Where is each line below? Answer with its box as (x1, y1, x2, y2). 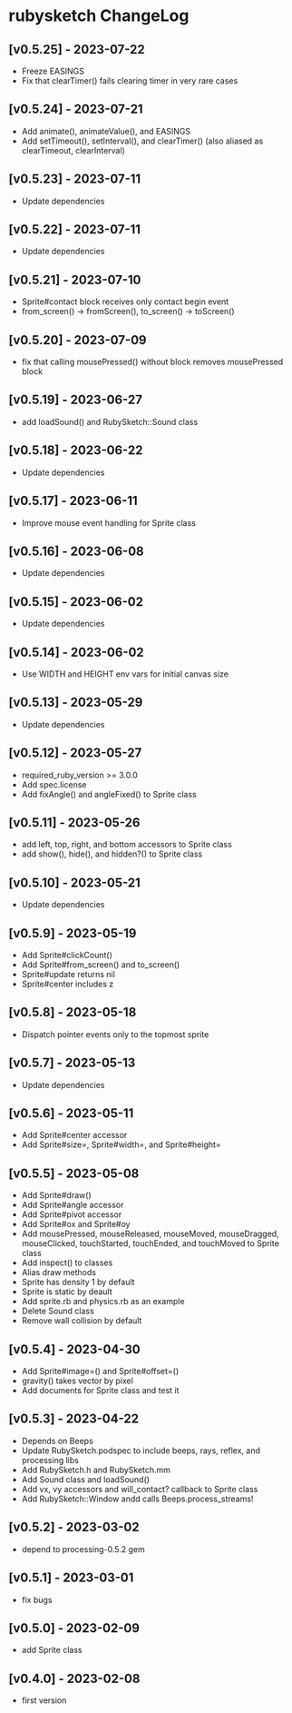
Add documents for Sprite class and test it (21, 1385, 180, 1396)
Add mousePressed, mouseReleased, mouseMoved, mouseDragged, (21, 1228, 279, 1240)
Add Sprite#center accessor (21, 1130, 128, 1141)
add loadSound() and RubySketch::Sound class (21, 416, 199, 427)
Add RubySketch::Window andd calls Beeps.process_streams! (21, 1493, 254, 1504)
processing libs (21, 1454, 79, 1465)
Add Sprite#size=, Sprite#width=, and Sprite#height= (21, 1139, 221, 1150)
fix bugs (21, 1594, 53, 1605)
